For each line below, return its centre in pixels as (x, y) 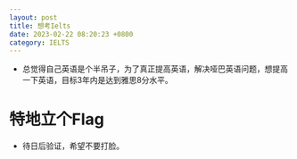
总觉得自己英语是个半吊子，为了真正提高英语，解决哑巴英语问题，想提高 (155, 69)
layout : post (33, 17)
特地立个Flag (57, 119)
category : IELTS (39, 42)
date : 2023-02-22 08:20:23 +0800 (71, 34)
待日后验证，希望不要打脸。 (73, 146)
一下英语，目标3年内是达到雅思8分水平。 (98, 80)
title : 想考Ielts (40, 26)
